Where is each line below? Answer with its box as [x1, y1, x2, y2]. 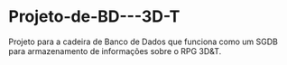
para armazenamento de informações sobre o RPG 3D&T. [8, 45, 222, 56]
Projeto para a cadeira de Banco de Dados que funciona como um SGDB [8, 36, 279, 47]
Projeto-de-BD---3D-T [8, 6, 181, 27]
